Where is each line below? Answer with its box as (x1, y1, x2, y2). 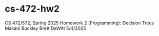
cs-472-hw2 (5, 3, 60, 15)
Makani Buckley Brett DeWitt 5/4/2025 (5, 25, 86, 31)
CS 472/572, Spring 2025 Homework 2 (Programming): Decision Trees (5, 20, 154, 26)
